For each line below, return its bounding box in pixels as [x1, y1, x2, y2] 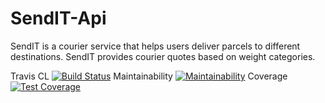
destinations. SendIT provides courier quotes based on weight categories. [10, 50, 316, 62]
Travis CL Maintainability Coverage [10, 70, 288, 82]
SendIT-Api [10, 7, 107, 30]
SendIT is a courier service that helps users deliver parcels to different [10, 40, 301, 52]
